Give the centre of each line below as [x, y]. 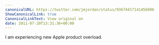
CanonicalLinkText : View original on [44, 19]
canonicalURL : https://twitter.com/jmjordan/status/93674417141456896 [80, 10]
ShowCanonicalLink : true [31, 14]
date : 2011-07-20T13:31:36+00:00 [40, 23]
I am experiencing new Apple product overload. [54, 37]
